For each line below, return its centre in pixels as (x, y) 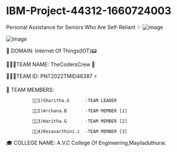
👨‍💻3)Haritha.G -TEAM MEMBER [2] (80, 121)
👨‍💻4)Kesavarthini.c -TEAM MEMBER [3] (80, 131)
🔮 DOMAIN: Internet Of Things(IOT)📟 (51, 51)
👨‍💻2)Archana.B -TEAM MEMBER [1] (80, 111)
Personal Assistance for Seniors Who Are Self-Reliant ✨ (74, 27)
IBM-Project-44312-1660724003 (89, 11)
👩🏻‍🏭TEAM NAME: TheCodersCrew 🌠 (51, 64)
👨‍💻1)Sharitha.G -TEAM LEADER (74, 100)
